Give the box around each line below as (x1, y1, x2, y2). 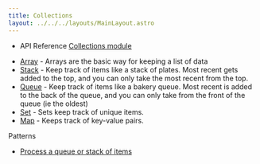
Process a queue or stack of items (19, 146, 133, 156)
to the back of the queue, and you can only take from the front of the (19, 90, 246, 100)
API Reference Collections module (19, 41, 133, 50)
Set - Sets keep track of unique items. (19, 107, 145, 116)
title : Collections (8, 11, 73, 20)
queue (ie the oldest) (19, 99, 89, 108)
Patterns (8, 131, 37, 140)
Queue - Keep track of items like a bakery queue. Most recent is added (19, 81, 253, 92)
